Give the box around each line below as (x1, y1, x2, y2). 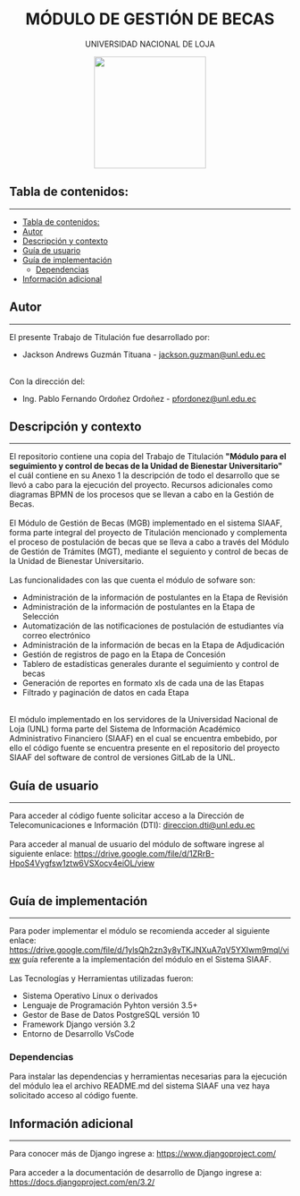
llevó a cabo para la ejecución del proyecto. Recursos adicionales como (9, 480, 273, 491)
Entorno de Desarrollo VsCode (21, 1029, 135, 1038)
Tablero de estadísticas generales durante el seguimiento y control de (21, 659, 279, 670)
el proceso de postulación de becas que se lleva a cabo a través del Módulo (9, 537, 289, 548)
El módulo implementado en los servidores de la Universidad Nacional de (9, 714, 279, 725)
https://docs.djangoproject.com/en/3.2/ (9, 1177, 155, 1188)
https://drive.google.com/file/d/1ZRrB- (73, 849, 215, 859)
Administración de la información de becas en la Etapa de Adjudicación (21, 640, 286, 651)
